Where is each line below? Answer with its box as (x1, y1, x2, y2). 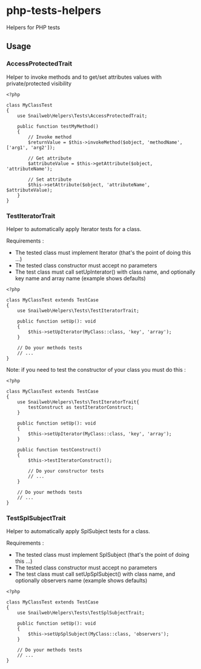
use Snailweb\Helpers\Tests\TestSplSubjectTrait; (17, 610, 145, 616)
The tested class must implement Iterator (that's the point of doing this (15, 249, 191, 256)
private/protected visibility (6, 79, 71, 87)
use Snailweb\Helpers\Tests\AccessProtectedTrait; (17, 113, 148, 119)
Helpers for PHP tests (6, 24, 61, 31)
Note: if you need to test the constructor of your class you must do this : (6, 366, 186, 373)
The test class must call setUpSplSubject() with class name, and (15, 571, 176, 578)
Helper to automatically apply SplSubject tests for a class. (6, 528, 150, 535)
